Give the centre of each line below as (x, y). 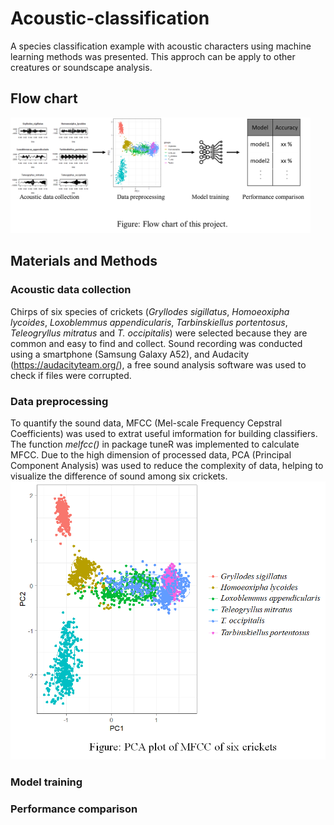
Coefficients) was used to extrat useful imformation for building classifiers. (164, 433)
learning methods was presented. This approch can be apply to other (153, 56)
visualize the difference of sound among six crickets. (119, 476)
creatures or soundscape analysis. (81, 67)
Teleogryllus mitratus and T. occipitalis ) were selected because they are (159, 333)
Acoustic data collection (71, 290)
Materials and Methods (84, 261)
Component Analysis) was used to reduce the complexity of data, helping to (167, 465)
